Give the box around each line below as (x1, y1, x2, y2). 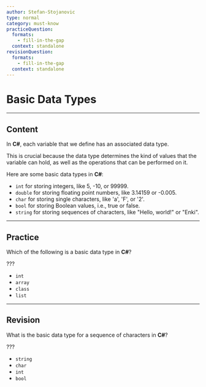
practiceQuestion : (6, 26, 53, 32)
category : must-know (6, 20, 59, 26)
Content (6, 124, 39, 135)
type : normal (6, 15, 40, 21)
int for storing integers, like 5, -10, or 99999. (15, 182, 129, 190)
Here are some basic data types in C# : (6, 171, 104, 178)
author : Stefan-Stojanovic (6, 9, 75, 15)
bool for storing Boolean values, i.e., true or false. (15, 202, 140, 209)
